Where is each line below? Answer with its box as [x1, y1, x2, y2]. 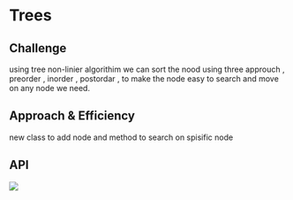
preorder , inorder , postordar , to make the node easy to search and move [9, 73, 280, 84]
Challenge [9, 41, 67, 56]
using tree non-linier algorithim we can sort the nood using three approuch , [9, 64, 285, 74]
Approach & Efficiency [9, 108, 135, 124]
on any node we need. [9, 83, 91, 93]
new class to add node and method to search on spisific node [9, 132, 234, 142]
